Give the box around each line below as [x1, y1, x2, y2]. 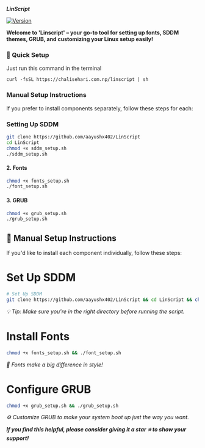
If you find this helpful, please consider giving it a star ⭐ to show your [6, 426, 187, 433]
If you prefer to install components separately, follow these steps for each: [6, 104, 193, 112]
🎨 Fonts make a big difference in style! [6, 361, 103, 368]
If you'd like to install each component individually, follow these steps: [6, 249, 182, 257]
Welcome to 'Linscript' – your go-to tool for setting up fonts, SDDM [6, 29, 179, 36]
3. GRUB [6, 196, 28, 204]
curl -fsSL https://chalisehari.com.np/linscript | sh [6, 77, 149, 83]
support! [6, 435, 29, 442]
